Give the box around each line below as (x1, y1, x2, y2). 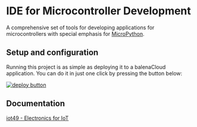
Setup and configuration (6, 48, 99, 58)
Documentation (6, 98, 65, 109)
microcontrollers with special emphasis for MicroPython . (6, 30, 145, 37)
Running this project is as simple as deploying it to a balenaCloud (6, 63, 166, 70)
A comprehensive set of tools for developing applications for (6, 24, 155, 31)
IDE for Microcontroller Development (6, 4, 192, 18)
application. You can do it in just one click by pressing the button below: (6, 70, 183, 77)
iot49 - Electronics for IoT (6, 114, 69, 122)
